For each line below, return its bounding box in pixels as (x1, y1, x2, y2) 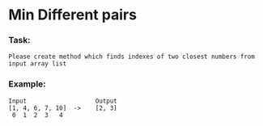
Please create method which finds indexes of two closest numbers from (8, 52, 255, 61)
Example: (8, 78, 46, 90)
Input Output (8, 97, 117, 105)
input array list (8, 60, 67, 68)
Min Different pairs (8, 6, 138, 24)
